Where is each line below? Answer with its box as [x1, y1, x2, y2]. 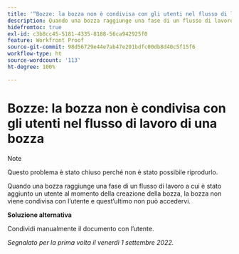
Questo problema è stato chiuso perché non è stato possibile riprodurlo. [7, 168, 218, 176]
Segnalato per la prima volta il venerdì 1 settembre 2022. [7, 238, 174, 246]
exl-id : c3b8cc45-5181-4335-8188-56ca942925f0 [7, 30, 148, 38]
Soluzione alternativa [7, 211, 73, 219]
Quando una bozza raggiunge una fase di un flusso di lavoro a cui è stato [7, 181, 222, 190]
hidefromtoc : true [7, 23, 62, 31]
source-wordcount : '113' [7, 57, 81, 64]
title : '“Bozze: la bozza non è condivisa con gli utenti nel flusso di [7, 10, 228, 18]
